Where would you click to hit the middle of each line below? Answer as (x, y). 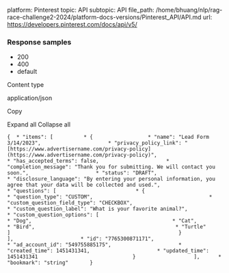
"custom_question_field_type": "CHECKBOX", (70, 203)
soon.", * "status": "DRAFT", (82, 173)
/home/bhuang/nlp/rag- (189, 10)
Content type (26, 85)
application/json (30, 98)
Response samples (39, 42)
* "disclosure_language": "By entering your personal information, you (111, 179)
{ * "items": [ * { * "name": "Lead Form (108, 137)
